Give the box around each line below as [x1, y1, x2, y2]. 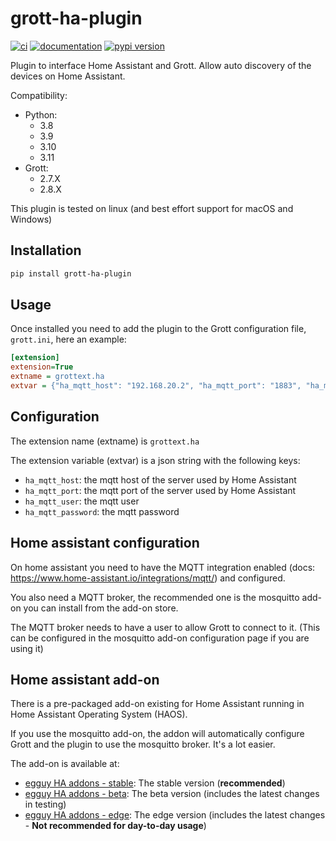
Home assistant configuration [10, 535, 200, 552]
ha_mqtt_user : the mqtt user [24, 495, 140, 507]
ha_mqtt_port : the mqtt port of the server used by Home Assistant [24, 484, 297, 496]
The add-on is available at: [10, 758, 120, 770]
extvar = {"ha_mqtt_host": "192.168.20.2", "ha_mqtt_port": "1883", [10, 381, 302, 391]
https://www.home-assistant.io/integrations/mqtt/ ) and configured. [10, 572, 286, 584]
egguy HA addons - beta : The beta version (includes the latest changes [24, 788, 320, 800]
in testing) [24, 798, 67, 811]
